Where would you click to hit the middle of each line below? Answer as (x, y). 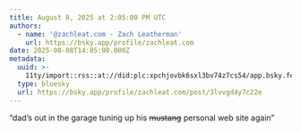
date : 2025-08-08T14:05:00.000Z (69, 51)
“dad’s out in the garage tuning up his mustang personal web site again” (142, 118)
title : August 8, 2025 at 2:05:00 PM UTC (88, 17)
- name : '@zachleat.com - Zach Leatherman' (99, 34)
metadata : (28, 59)
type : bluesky (43, 84)
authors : (26, 26)
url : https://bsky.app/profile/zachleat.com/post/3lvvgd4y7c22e (140, 92)
